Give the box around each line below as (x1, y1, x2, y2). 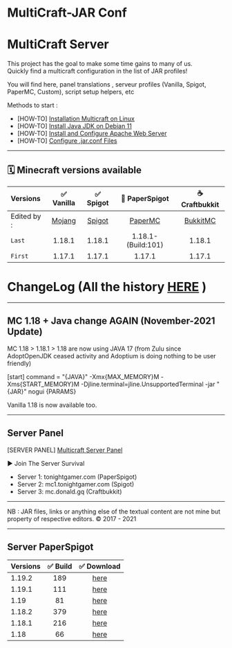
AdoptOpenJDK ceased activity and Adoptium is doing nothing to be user (7, 351, 216, 360)
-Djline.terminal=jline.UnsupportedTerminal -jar (80, 380, 215, 388)
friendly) (7, 359, 32, 367)
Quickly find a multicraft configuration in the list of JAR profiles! (7, 67, 188, 76)
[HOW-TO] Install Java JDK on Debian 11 (17, 122, 133, 130)
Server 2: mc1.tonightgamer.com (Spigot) (17, 480, 135, 488)
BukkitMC (184, 216, 216, 225)
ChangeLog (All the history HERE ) (7, 279, 207, 295)
